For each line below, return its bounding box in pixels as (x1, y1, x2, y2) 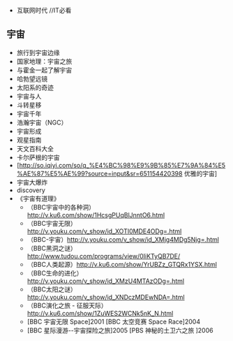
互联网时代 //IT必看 (16, 6, 72, 14)
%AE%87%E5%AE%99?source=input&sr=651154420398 (16, 169, 183, 177)
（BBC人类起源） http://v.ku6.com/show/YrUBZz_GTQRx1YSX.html (27, 260, 218, 268)
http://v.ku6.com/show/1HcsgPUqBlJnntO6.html (27, 210, 165, 219)
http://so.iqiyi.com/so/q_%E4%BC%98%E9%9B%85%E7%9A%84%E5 (19, 161, 226, 169)
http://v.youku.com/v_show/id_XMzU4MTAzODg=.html (27, 277, 185, 285)
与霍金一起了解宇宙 (16, 66, 73, 74)
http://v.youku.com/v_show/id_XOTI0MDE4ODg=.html (27, 226, 182, 235)
